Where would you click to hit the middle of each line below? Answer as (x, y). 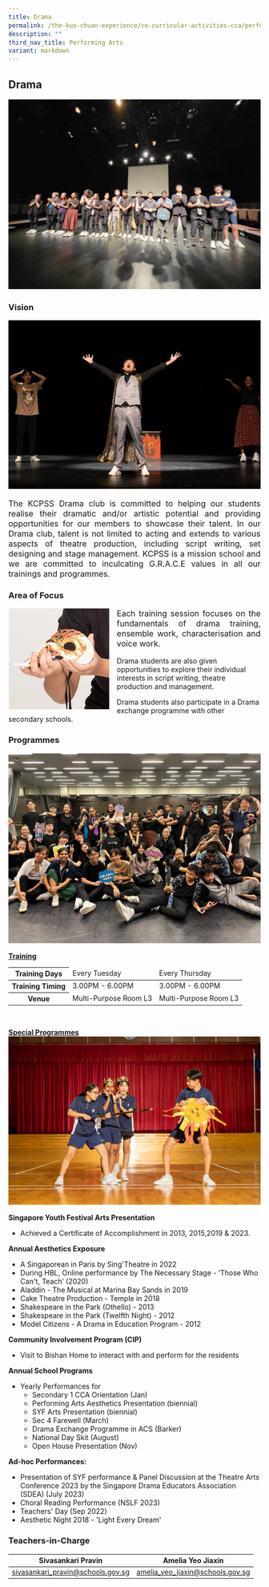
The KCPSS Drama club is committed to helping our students (134, 504)
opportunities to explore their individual (181, 670)
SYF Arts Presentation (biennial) (84, 1412)
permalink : (26, 25)
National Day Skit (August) (75, 1438)
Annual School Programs (51, 1371)
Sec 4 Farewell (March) (70, 1421)
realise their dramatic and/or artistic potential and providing (134, 514)
